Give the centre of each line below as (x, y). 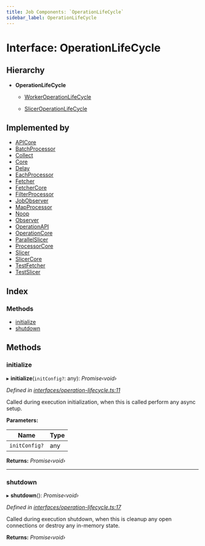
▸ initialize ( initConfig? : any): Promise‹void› (62, 378)
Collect (24, 156)
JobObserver (32, 201)
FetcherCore (31, 188)
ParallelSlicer (32, 240)
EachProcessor (34, 175)
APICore (26, 142)
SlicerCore (28, 259)
